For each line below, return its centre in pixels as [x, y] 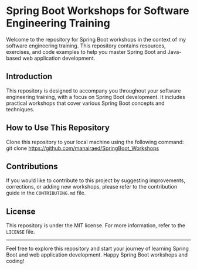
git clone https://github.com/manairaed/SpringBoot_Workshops [83, 148]
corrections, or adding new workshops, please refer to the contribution [92, 187]
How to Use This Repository [58, 128]
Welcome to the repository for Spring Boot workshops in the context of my [96, 39]
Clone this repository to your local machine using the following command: [95, 142]
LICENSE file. [21, 232]
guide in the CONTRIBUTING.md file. [46, 193]
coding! [15, 261]
